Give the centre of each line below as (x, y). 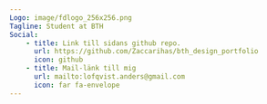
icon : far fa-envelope (77, 85)
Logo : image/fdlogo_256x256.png (71, 18)
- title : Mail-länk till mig (81, 69)
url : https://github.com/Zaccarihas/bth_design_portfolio (146, 52)
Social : (24, 34)
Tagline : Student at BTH (56, 26)
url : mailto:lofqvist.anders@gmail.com (109, 77)
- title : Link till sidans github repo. (103, 43)
